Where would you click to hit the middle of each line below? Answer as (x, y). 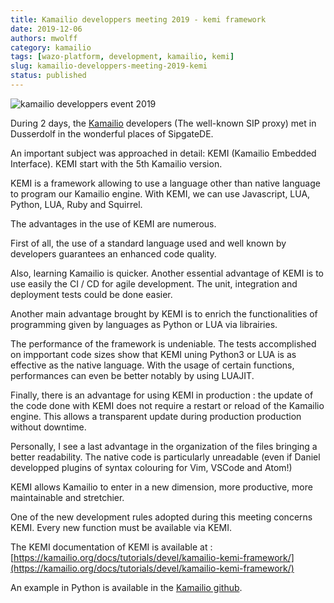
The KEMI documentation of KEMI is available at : (111, 547)
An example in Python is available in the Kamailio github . (126, 587)
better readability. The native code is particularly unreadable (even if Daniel (165, 457)
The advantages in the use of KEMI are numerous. (113, 223)
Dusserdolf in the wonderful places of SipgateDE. (112, 133)
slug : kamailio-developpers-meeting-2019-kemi (109, 66)
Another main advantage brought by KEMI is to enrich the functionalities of (164, 313)
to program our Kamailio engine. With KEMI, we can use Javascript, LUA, (160, 193)
